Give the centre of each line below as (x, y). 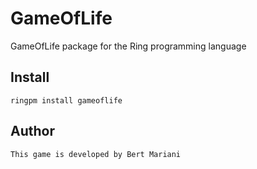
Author (32, 131)
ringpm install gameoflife (66, 100)
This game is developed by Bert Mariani (96, 154)
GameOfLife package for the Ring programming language (128, 46)
